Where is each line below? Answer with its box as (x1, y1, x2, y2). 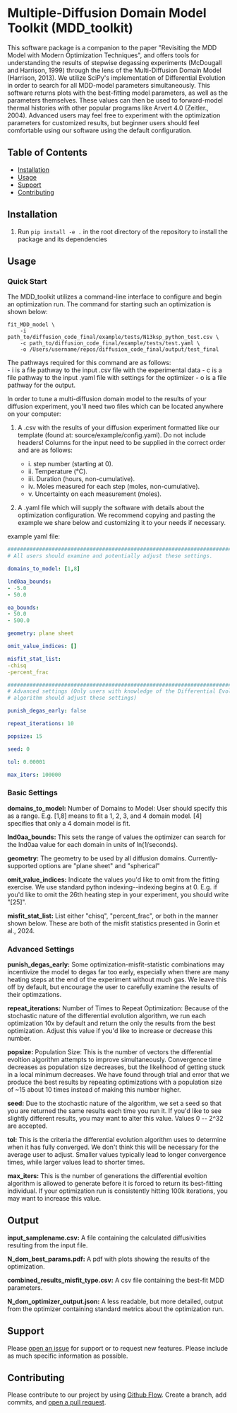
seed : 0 (7, 745, 30, 753)
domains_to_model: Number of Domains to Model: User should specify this (7, 804, 228, 812)
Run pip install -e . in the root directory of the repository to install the (17, 227, 228, 236)
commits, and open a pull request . (7, 1398, 107, 1407)
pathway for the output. (7, 381, 76, 390)
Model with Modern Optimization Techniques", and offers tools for (7, 51, 200, 59)
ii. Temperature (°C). (28, 467, 88, 475)
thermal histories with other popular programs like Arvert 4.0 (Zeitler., (7, 103, 209, 112)
